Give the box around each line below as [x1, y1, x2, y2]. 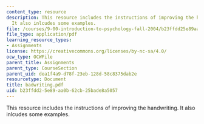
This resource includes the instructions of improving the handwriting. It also [6, 104, 195, 111]
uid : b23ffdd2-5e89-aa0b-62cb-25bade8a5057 [6, 88, 118, 94]
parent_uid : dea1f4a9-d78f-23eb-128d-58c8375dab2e [6, 71, 137, 77]
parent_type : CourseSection [6, 65, 78, 71]
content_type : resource [6, 8, 67, 15]
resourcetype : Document [6, 76, 67, 82]
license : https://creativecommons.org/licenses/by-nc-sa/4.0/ [6, 48, 167, 54]
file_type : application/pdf [6, 31, 78, 38]
